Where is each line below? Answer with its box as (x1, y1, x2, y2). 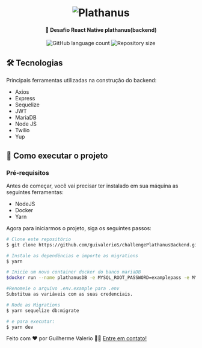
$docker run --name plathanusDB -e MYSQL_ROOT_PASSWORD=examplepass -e (6, 275, 189, 281)
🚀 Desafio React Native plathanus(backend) (44, 26, 158, 33)
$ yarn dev (6, 324, 34, 330)
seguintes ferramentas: (6, 188, 64, 195)
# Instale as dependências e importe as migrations (6, 252, 138, 258)
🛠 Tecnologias (6, 58, 63, 68)
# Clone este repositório (6, 236, 71, 242)
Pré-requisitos (6, 168, 49, 177)
